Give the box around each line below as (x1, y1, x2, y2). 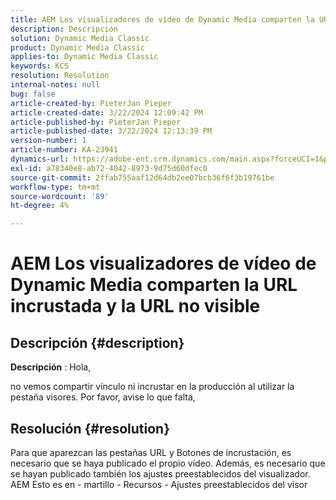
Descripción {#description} (10, 334, 185, 351)
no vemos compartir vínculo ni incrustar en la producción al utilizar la (10, 381, 295, 393)
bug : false (10, 89, 56, 99)
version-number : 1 (10, 136, 87, 146)
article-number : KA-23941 (10, 145, 118, 155)
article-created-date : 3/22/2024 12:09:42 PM (10, 107, 203, 118)
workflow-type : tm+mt (10, 182, 101, 192)
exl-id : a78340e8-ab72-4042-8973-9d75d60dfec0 (10, 163, 208, 173)
